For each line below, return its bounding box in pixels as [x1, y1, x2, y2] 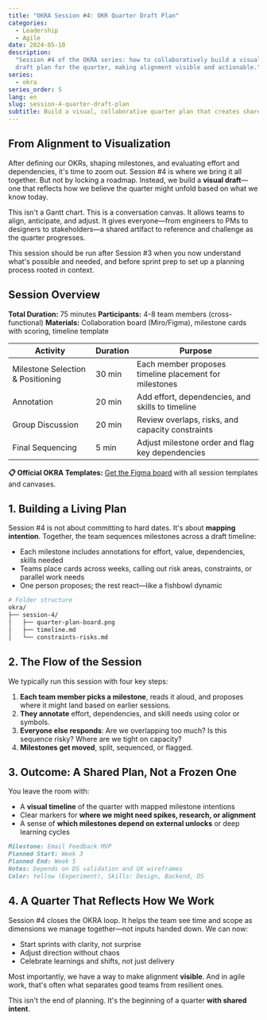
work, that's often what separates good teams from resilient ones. [8, 979, 224, 990]
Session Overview [8, 288, 101, 302]
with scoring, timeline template [8, 326, 109, 335]
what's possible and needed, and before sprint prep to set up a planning [8, 256, 245, 266]
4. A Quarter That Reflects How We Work [8, 894, 215, 908]
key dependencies [136, 447, 206, 458]
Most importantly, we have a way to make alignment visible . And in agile [8, 972, 246, 981]
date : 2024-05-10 [8, 41, 66, 49]
